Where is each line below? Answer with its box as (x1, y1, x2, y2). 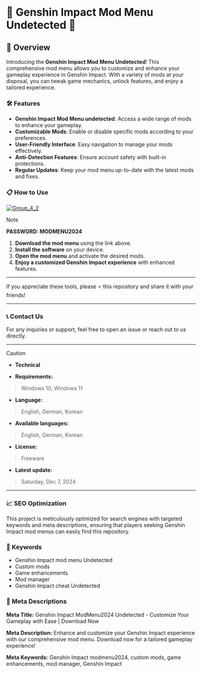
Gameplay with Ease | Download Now (6, 618, 99, 625)
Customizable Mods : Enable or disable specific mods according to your (14, 128, 194, 135)
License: (14, 443, 37, 450)
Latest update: (14, 466, 52, 473)
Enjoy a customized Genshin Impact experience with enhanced (14, 259, 175, 266)
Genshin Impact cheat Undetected (14, 582, 100, 590)
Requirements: (14, 373, 53, 380)
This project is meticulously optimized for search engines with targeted (6, 515, 182, 522)
